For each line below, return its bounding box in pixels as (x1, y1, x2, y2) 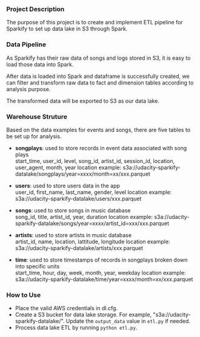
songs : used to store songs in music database (15, 206, 131, 214)
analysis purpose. (6, 85, 51, 92)
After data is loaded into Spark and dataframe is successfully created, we (6, 72, 190, 80)
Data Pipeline (6, 40, 47, 49)
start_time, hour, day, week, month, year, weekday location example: (15, 269, 186, 276)
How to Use (6, 291, 41, 299)
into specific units (15, 262, 60, 269)
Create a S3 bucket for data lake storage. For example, (15, 311, 152, 318)
